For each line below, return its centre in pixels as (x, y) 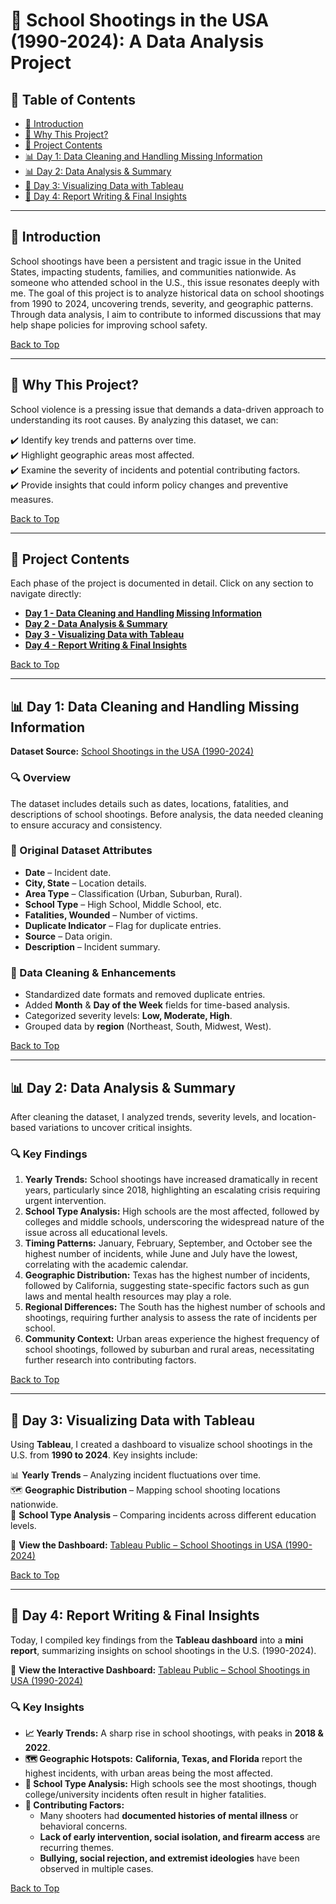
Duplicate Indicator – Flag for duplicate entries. (123, 925)
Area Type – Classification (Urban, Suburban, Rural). (133, 893)
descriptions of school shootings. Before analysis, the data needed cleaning (167, 814)
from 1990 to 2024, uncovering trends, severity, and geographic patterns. (162, 303)
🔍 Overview (41, 778)
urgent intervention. (65, 1201)
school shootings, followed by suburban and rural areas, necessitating (169, 1350)
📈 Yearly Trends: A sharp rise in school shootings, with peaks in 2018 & (174, 1733)
